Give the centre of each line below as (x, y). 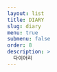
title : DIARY (26, 20)
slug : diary (24, 26)
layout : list (26, 13)
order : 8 (20, 45)
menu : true (23, 33)
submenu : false (29, 39)
